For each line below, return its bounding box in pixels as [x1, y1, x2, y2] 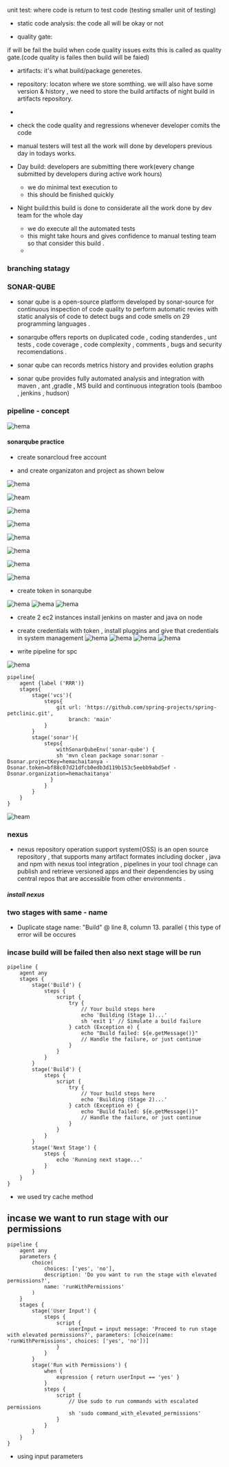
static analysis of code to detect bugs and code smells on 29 [17, 313, 190, 321]
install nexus [7, 890, 45, 898]
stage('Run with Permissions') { [32, 1362, 128, 1369]
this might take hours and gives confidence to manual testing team [27, 232, 217, 240]
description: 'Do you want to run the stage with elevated [43, 1271, 217, 1278]
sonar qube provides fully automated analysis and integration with [17, 375, 205, 383]
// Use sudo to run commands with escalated [68, 1398, 198, 1405]
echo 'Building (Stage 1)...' [80, 1012, 168, 1019]
